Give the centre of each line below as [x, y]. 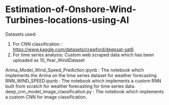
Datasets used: [21, 34]
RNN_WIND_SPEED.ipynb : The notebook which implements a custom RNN [83, 81]
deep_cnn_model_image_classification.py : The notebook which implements [84, 91]
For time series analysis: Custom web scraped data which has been [83, 55]
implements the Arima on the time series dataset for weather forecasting [81, 75]
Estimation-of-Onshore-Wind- [71, 9]
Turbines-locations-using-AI [67, 20]
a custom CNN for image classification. [46, 97]
